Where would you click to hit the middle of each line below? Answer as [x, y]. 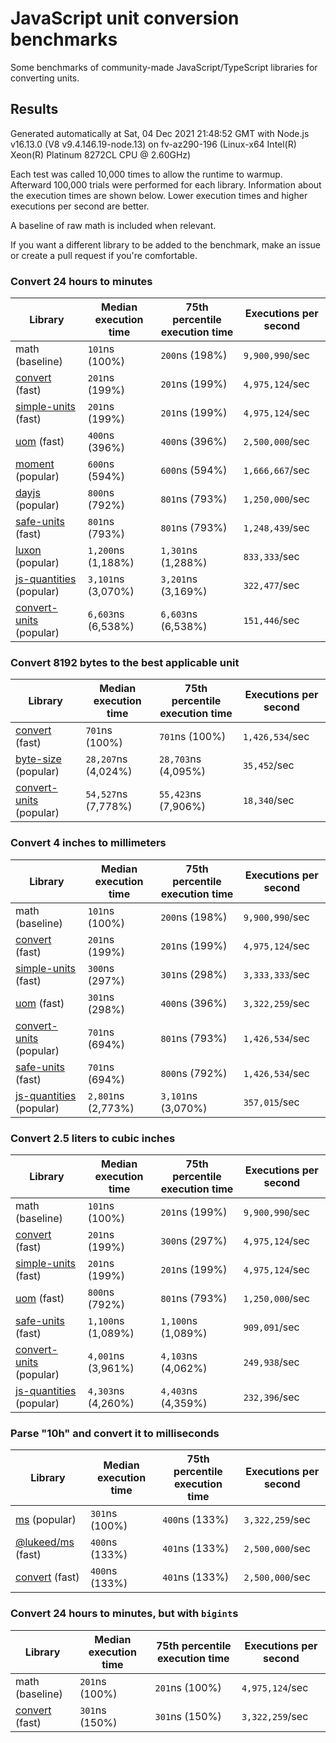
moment [35, 464]
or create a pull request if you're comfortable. [104, 255]
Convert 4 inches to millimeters [88, 843]
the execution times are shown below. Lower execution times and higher [159, 195]
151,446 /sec [271, 620]
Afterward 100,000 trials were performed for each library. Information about [166, 184]
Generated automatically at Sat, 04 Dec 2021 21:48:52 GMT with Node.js [160, 133]
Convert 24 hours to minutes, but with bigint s [124, 1614]
